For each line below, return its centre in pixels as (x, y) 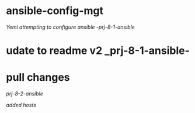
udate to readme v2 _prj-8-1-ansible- (98, 51)
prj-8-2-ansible (25, 94)
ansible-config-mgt (55, 11)
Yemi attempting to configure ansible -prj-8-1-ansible (71, 27)
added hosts (21, 105)
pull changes (38, 78)
